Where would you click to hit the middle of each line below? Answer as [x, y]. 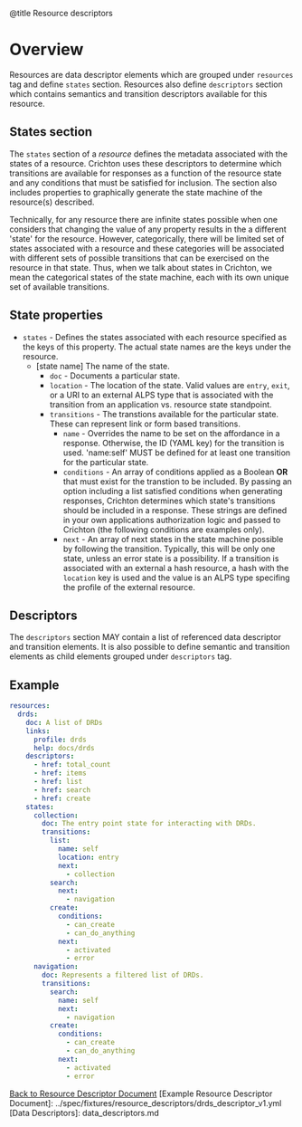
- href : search [62, 790]
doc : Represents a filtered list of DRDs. [123, 975]
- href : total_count [72, 765]
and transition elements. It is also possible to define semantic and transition [150, 647]
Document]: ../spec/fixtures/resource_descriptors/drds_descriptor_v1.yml [146, 1103]
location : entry [88, 857]
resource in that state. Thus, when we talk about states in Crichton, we [141, 267]
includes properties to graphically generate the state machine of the [136, 192]
